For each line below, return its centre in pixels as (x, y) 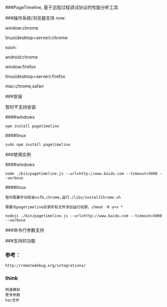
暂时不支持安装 (20, 107)
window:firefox (20, 67)
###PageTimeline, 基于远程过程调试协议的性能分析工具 (62, 7)
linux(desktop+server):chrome (36, 37)
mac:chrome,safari (24, 86)
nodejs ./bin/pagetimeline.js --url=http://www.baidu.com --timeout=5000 (84, 216)
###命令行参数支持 (25, 230)
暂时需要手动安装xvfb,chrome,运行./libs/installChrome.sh (63, 197)
